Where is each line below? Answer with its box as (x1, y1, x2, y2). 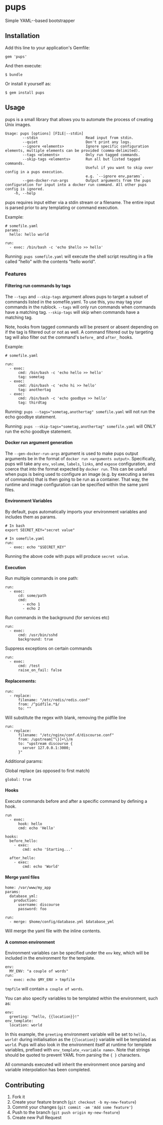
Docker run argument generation (5, 440, 73, 446)
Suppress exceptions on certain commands (5, 646, 92, 652)
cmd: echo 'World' (22, 864, 60, 869)
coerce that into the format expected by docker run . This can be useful (5, 466, 147, 472)
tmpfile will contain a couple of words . (5, 986, 84, 992)
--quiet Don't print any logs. (22, 140, 132, 144)
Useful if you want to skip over (85, 165, 153, 170)
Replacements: (5, 678, 36, 684)
